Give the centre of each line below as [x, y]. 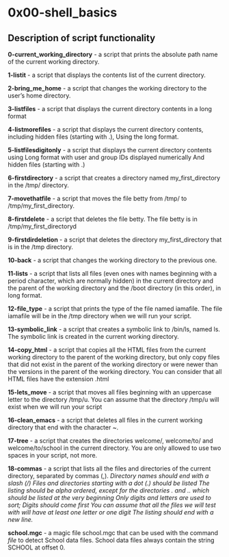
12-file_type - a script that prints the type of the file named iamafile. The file [115, 309]
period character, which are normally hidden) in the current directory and [111, 281]
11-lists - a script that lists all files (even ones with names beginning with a [112, 273]
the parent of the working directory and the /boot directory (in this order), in [114, 288]
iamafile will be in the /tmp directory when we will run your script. [100, 316]
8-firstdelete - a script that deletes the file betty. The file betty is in [103, 219]
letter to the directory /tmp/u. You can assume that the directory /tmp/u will [113, 400]
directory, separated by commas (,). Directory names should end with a [108, 476]
